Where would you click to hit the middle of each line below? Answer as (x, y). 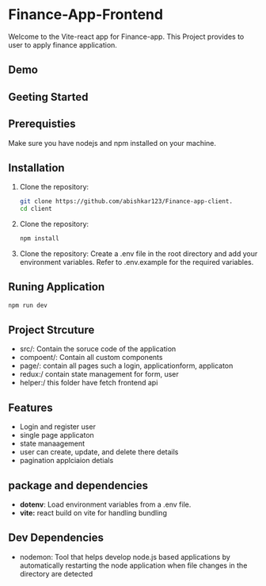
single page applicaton (57, 435)
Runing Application (57, 287)
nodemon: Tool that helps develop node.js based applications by (125, 557)
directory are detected (56, 573)
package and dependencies (78, 485)
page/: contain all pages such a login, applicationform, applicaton (126, 366)
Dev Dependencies (56, 538)
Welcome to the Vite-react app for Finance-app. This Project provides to (126, 36)
